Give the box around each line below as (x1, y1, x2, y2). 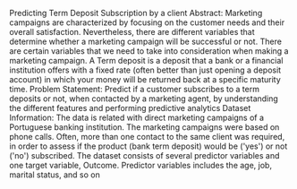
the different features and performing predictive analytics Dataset (9, 103, 251, 113)
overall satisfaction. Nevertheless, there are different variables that (9, 27, 255, 37)
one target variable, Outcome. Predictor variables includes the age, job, (9, 160, 273, 170)
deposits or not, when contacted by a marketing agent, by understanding (9, 93, 279, 104)
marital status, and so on (9, 169, 100, 180)
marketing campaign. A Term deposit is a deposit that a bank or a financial (9, 56, 284, 65)
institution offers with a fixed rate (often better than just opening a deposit (9, 64, 282, 75)
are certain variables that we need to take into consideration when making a (9, 46, 289, 56)
